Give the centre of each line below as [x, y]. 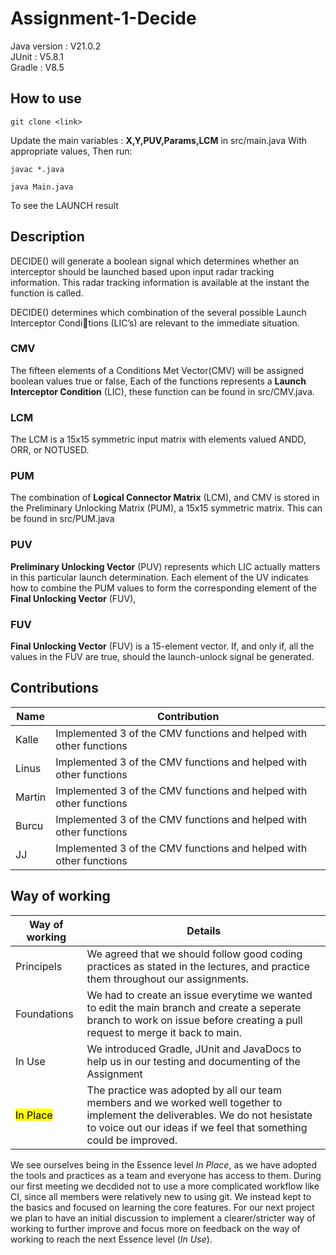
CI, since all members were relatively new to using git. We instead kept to [161, 1196]
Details [204, 930]
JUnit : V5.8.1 [37, 56]
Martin [31, 797]
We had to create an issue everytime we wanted [199, 995]
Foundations [44, 1014]
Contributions [54, 688]
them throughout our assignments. [168, 979]
